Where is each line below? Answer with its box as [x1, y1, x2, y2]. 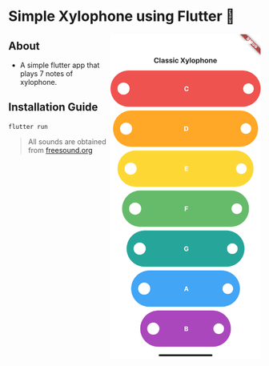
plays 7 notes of [19, 69, 74, 78]
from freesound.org [27, 145, 94, 155]
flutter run [8, 123, 48, 131]
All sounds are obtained [27, 136, 106, 147]
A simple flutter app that [19, 60, 100, 70]
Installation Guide [8, 100, 98, 115]
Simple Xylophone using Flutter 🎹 [8, 7, 235, 26]
